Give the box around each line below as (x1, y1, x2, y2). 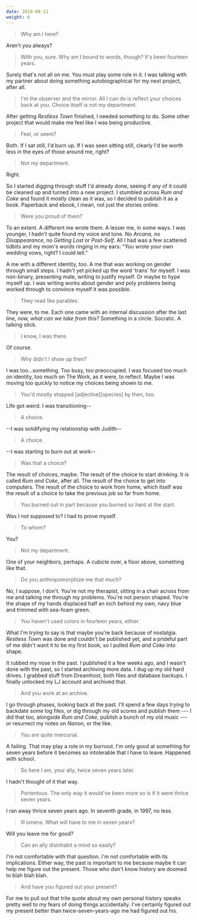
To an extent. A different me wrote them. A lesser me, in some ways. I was (6, 224, 186, 231)
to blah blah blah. (6, 872, 48, 879)
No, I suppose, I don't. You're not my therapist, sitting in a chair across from (6, 587, 189, 594)
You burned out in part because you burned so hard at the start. (20, 501, 176, 508)
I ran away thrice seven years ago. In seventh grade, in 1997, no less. (6, 807, 172, 814)
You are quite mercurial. (20, 731, 79, 738)
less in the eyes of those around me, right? (6, 148, 110, 155)
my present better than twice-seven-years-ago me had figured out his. (6, 907, 178, 914)
